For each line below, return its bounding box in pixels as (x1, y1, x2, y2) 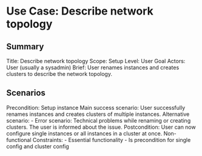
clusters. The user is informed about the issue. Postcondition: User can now (6, 123, 196, 131)
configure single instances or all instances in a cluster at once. (6, 129, 163, 137)
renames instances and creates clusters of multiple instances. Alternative (6, 110, 190, 118)
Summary (6, 41, 44, 52)
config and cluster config (6, 143, 70, 150)
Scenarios (6, 88, 45, 98)
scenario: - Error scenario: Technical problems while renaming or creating (6, 117, 191, 124)
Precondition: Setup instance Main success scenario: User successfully (6, 104, 186, 111)
